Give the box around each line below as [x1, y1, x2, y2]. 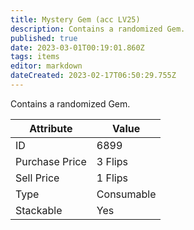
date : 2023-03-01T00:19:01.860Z [10, 42, 145, 53]
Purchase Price [15, 154, 87, 168]
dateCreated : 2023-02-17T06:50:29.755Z [10, 71, 177, 81]
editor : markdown [10, 61, 83, 71]
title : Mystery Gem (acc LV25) [10, 14, 141, 25]
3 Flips [96, 154, 128, 168]
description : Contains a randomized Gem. [10, 24, 186, 34]
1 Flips [96, 171, 128, 185]
